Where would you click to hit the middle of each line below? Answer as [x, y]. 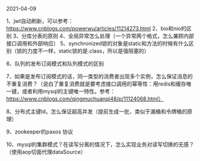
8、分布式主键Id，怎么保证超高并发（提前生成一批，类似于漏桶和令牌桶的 [97, 111]
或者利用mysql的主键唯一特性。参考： [69, 91]
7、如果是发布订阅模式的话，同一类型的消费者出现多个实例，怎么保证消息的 [99, 76]
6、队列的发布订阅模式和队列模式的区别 [55, 63]
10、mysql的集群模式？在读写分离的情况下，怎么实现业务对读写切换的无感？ [100, 144]
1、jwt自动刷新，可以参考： [40, 21]
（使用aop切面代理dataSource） [46, 152]
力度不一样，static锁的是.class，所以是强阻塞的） [88, 51]
